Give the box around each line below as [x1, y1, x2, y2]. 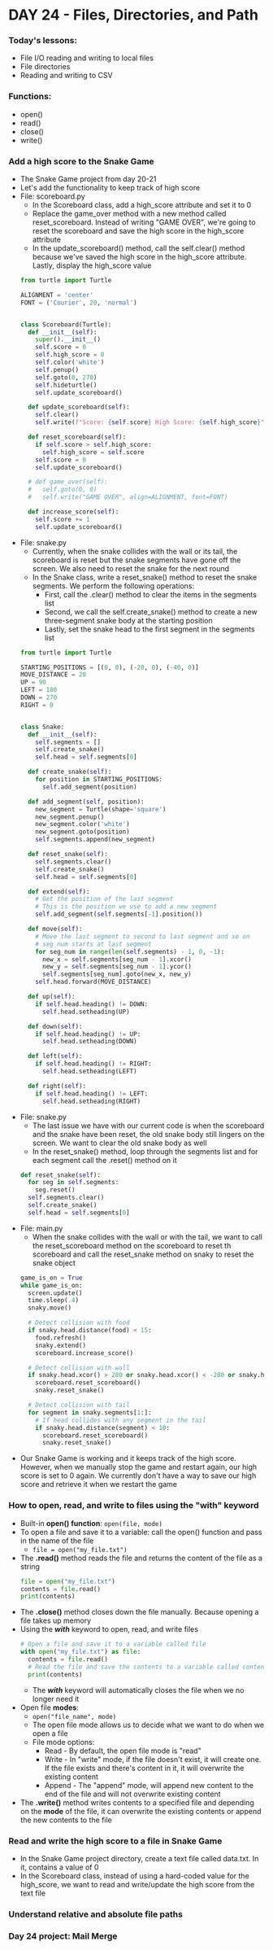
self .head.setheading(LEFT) [41, 1068, 137, 1076]
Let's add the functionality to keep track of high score [19, 183, 201, 193]
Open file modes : [19, 1703, 79, 1712]
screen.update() [28, 1288, 83, 1297]
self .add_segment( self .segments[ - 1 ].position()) [35, 910, 203, 919]
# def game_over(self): [28, 478, 108, 486]
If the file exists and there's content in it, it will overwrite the [44, 1763, 245, 1773]
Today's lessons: [8, 35, 77, 46]
